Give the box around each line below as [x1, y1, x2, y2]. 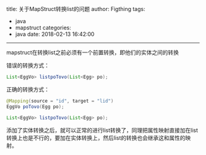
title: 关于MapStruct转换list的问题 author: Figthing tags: [6, 5, 145, 12]
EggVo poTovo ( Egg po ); [6, 103, 64, 110]
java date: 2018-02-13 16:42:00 [15, 31, 95, 38]
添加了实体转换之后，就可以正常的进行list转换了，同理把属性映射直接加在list [6, 126, 198, 134]
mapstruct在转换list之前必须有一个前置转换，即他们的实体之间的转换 [6, 49, 179, 56]
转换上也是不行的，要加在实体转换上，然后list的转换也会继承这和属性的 [6, 134, 186, 142]
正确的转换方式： [6, 85, 50, 93]
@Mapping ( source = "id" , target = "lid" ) [6, 98, 114, 104]
